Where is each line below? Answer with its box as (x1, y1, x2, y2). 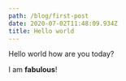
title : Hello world (8, 27, 75, 35)
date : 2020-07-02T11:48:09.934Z (8, 19, 118, 28)
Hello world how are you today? (8, 49, 115, 59)
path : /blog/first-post (8, 11, 89, 20)
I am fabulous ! (8, 65, 58, 75)
